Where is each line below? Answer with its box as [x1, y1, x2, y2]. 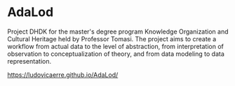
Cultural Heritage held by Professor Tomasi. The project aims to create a [7, 34, 217, 43]
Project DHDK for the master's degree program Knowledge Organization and [7, 27, 229, 36]
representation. [7, 57, 51, 65]
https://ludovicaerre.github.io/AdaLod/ [7, 71, 119, 79]
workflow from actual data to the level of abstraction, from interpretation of [7, 42, 224, 50]
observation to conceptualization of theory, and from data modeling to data [7, 50, 224, 58]
